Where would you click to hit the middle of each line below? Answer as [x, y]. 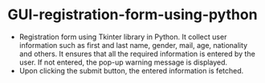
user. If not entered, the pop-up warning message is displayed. [123, 62]
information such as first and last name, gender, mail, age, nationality [133, 45]
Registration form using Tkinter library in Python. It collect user [123, 37]
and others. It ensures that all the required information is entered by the [137, 53]
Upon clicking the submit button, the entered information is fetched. [131, 70]
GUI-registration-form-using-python [132, 15]
